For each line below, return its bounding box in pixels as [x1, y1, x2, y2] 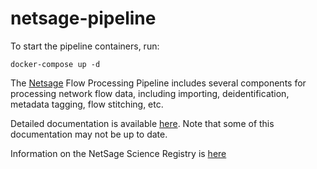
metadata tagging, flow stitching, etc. [10, 98, 164, 110]
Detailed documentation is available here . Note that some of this [10, 117, 275, 129]
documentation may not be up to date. [10, 128, 168, 140]
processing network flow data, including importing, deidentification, [10, 87, 290, 99]
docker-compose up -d [10, 59, 101, 69]
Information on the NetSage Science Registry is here [10, 147, 227, 159]
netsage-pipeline [10, 7, 157, 30]
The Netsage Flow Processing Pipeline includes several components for [10, 77, 307, 89]
